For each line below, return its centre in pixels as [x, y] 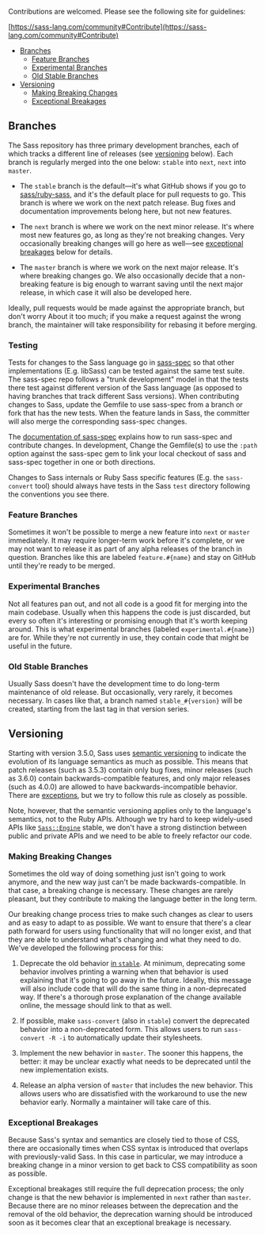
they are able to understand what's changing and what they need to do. [125, 940]
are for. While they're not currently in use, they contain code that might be [129, 637]
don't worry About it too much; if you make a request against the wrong [125, 316]
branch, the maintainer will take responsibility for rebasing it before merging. [133, 324]
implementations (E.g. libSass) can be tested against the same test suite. [127, 371]
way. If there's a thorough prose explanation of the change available [131, 997]
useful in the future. [40, 646]
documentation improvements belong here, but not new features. [125, 211]
